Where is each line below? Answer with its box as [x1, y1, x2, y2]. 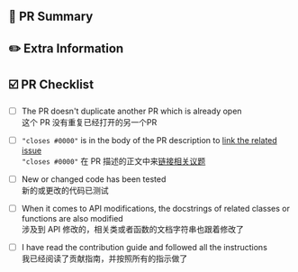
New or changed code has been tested [21, 173, 167, 185]
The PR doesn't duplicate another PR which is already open [21, 105, 242, 116]
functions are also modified [21, 213, 123, 223]
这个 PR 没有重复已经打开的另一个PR [21, 116, 158, 127]
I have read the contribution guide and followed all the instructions [21, 241, 267, 252]
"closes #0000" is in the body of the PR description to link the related [21, 134, 278, 145]
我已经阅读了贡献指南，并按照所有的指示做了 [21, 253, 188, 264]
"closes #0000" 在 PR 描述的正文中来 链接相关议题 [21, 155, 206, 167]
